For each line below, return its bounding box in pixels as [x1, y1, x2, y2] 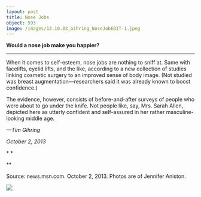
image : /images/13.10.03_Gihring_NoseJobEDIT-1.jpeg [6, 25, 141, 32]
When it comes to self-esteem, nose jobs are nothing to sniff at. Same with [6, 59, 190, 66]
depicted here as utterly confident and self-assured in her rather [6, 109, 165, 116]
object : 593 [6, 20, 36, 26]
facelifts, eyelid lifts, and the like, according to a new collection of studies [6, 65, 187, 72]
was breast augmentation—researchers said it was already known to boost [6, 78, 191, 85]
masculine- [166, 109, 194, 116]
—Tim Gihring [6, 127, 41, 134]
